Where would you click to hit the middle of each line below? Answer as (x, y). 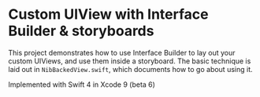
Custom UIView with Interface (108, 14)
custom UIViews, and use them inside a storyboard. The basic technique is (130, 61)
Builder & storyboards (81, 31)
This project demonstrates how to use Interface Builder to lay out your (122, 52)
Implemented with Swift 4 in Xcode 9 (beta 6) (82, 84)
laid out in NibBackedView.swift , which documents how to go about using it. (130, 69)
